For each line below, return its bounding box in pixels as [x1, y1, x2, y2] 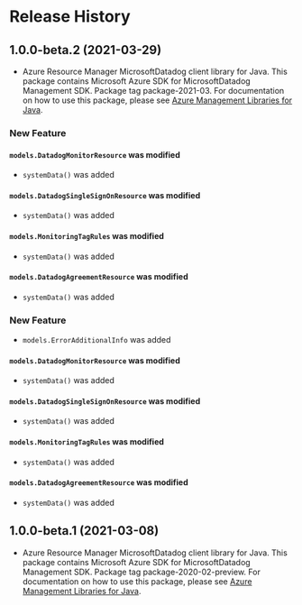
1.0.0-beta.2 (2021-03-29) [9, 42, 162, 58]
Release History [9, 6, 131, 27]
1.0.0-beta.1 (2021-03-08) [9, 523, 160, 538]
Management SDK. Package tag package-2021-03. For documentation [22, 86, 285, 96]
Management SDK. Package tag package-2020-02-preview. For [22, 566, 261, 577]
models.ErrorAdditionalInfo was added [22, 335, 171, 345]
